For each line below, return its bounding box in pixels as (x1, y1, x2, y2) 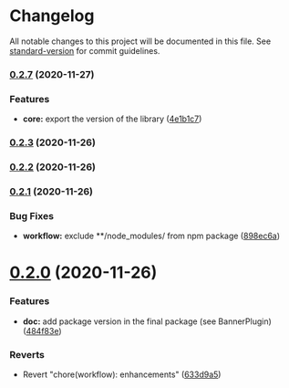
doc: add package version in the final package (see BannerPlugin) (22, 316, 272, 327)
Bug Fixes (9, 209, 55, 222)
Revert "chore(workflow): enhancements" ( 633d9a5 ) (22, 369, 222, 380)
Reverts (9, 348, 46, 361)
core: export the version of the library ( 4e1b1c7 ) (22, 113, 202, 124)
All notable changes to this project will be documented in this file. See (9, 36, 272, 47)
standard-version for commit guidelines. (9, 45, 160, 56)
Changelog (9, 5, 95, 26)
